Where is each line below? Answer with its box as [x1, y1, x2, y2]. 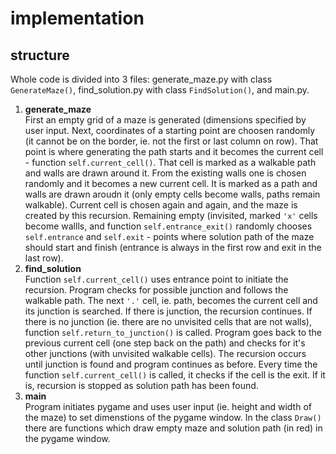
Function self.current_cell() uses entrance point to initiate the [24, 273, 289, 285]
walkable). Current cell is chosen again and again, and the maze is [24, 199, 298, 211]
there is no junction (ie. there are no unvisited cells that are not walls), [24, 316, 312, 327]
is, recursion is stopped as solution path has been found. [24, 380, 259, 391]
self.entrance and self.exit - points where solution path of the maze [24, 231, 315, 242]
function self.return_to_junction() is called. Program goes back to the [24, 327, 322, 338]
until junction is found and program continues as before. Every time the [24, 358, 318, 370]
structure [10, 47, 70, 64]
